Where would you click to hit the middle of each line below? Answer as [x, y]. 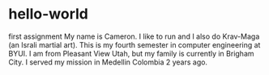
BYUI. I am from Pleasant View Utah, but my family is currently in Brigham [131, 53]
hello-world [49, 14]
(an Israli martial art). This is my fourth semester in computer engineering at [134, 44]
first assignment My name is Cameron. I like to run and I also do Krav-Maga [134, 36]
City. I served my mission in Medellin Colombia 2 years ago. [108, 62]
